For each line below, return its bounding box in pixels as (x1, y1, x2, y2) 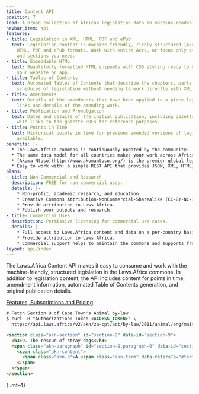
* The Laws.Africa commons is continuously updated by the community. (11, 147, 190, 152)
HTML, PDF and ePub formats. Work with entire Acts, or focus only (17, 47, 187, 53)
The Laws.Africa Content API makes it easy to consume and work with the (6, 262, 187, 269)
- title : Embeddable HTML (6, 58, 70, 64)
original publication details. (6, 287, 72, 294)
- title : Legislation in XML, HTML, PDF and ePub (6, 36, 131, 42)
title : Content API (6, 8, 54, 15)
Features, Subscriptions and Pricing (6, 299, 94, 306)
